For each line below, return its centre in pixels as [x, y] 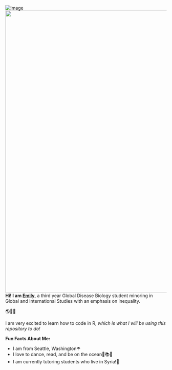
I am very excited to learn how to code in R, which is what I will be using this [86, 323]
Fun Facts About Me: [28, 338]
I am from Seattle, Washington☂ [47, 348]
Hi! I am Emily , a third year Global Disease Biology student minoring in [79, 296]
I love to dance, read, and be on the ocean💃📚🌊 [62, 354]
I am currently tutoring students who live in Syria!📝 [66, 362]
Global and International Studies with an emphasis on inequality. [73, 301]
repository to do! [23, 329]
